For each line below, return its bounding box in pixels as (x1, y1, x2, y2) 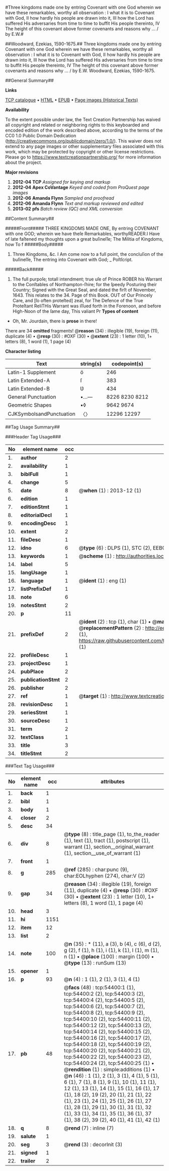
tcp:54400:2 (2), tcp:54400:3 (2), (63, 990, 145, 997)
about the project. (5, 159, 42, 165)
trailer (21, 1157, 36, 1164)
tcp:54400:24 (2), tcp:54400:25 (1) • (63, 1060, 154, 1067)
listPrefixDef (21, 585, 52, 592)
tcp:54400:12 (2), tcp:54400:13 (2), (63, 1022, 152, 1029)
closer (21, 814, 36, 821)
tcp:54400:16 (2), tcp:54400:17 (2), (63, 1034, 152, 1041)
